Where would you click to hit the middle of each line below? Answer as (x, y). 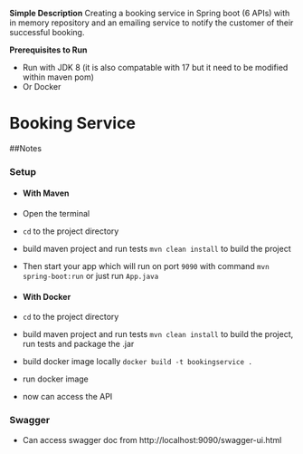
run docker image (55, 379)
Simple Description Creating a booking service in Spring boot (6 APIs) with (150, 13)
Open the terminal (56, 214)
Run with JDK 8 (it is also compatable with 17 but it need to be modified (155, 68)
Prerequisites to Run (48, 50)
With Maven (46, 193)
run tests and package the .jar (78, 344)
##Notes (26, 148)
